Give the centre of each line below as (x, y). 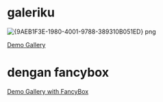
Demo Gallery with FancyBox (48, 91)
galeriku (31, 13)
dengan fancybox (58, 73)
